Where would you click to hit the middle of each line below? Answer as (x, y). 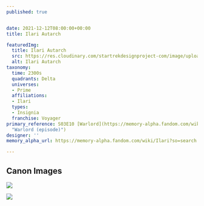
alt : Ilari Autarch (36, 62)
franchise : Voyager (36, 118)
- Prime (22, 90)
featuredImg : (23, 45)
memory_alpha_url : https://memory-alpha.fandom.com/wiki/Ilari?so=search (102, 141)
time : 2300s (27, 73)
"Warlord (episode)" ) (39, 129)
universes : (25, 84)
